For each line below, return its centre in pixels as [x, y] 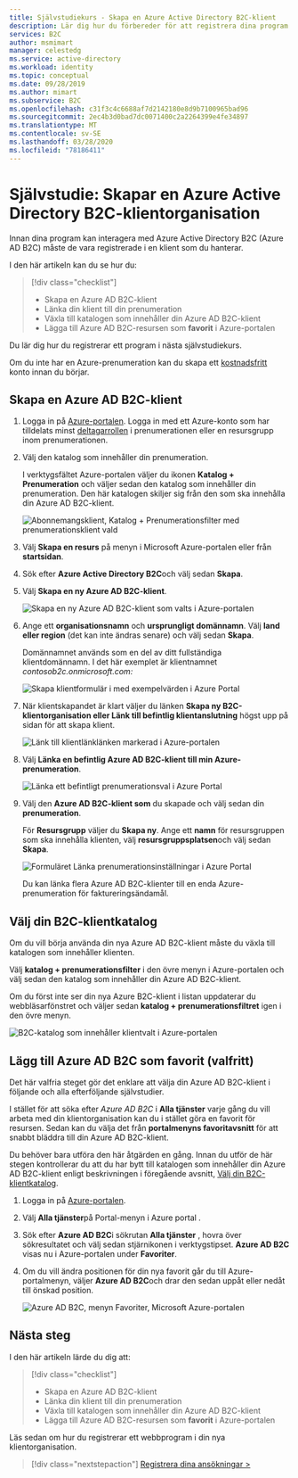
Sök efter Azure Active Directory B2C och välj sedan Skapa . [133, 574]
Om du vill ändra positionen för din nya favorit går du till [124, 1271]
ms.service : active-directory [65, 59]
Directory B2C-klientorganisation [135, 213]
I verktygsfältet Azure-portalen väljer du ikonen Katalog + [128, 475]
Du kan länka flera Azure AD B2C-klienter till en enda [119, 884]
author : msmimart [41, 42]
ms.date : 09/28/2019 [48, 84]
